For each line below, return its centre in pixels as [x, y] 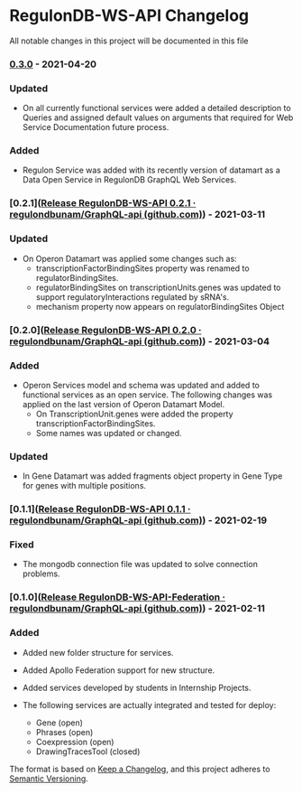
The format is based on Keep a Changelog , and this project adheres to [140, 769]
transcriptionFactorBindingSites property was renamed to [142, 268]
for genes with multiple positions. [84, 486]
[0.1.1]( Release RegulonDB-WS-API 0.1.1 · [100, 509]
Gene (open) [59, 723]
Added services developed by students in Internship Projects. [137, 687]
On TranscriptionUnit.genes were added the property [134, 414]
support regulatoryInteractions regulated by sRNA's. [133, 297]
